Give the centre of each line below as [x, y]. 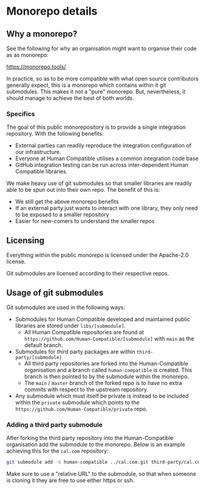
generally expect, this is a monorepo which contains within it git [86, 85]
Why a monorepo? [42, 34]
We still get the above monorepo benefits [67, 202]
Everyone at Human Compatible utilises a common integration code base [107, 159]
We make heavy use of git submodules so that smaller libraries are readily [99, 183]
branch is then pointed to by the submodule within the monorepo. [106, 376]
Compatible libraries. [41, 172]
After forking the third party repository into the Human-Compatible [90, 438]
